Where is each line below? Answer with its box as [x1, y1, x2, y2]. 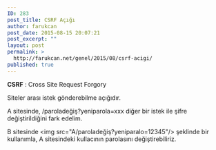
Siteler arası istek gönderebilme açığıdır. [7, 94, 121, 102]
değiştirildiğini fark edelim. [7, 114, 83, 122]
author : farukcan [7, 23, 57, 30]
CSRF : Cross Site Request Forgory [7, 80, 107, 88]
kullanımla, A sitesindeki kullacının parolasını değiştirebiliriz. [7, 135, 177, 143]
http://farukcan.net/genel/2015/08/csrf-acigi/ [13, 55, 153, 62]
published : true [7, 61, 54, 68]
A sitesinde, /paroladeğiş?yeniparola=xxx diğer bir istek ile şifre [7, 107, 188, 115]
